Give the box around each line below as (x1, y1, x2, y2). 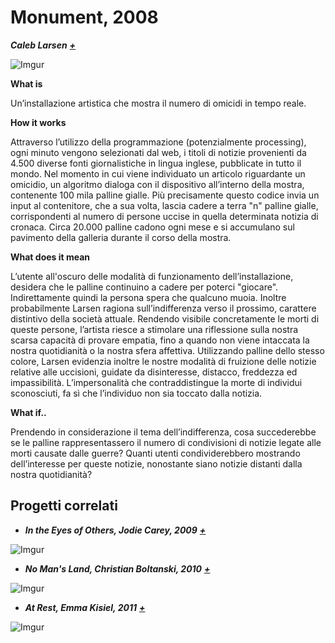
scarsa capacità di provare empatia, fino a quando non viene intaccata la (10, 334, 310, 346)
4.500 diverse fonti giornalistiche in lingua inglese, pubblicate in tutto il (10, 157, 302, 169)
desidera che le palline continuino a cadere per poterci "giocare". (10, 281, 279, 293)
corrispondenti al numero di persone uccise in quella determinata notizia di (10, 210, 319, 222)
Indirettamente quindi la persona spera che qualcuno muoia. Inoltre (10, 291, 287, 303)
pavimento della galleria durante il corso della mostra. (10, 231, 232, 243)
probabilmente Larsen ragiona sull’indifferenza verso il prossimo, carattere (10, 302, 317, 314)
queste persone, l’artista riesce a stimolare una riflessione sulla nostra (10, 323, 299, 335)
